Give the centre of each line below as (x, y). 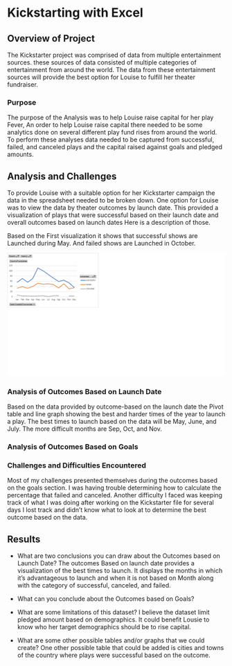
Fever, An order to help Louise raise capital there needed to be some (105, 125)
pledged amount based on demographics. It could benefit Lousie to (113, 620)
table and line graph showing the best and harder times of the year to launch (116, 413)
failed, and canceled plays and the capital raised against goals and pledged (115, 147)
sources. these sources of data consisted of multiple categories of (102, 62)
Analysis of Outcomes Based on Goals (73, 447)
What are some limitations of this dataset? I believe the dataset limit (113, 612)
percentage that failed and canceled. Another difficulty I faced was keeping (115, 495)
